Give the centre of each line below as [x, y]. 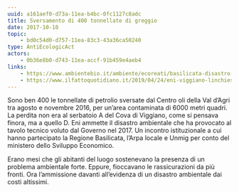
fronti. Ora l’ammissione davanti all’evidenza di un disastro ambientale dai [115, 174]
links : [17, 67]
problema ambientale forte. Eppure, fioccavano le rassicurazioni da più [111, 167]
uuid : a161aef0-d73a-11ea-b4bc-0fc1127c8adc [74, 14]
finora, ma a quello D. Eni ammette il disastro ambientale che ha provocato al [119, 123]
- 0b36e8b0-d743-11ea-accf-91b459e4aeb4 [81, 60]
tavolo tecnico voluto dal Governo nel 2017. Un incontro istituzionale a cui [115, 130]
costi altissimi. [28, 182]
